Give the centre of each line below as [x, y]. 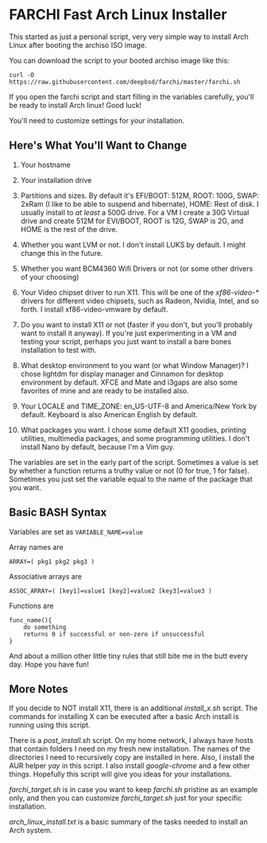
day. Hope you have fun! [49, 664]
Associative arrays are [46, 576]
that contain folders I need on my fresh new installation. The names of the [130, 749]
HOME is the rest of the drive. [69, 229]
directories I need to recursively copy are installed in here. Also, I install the [132, 757]
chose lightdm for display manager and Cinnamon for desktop [122, 373]
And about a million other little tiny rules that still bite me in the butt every [129, 655]
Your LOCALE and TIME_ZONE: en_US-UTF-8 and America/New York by [139, 406]
